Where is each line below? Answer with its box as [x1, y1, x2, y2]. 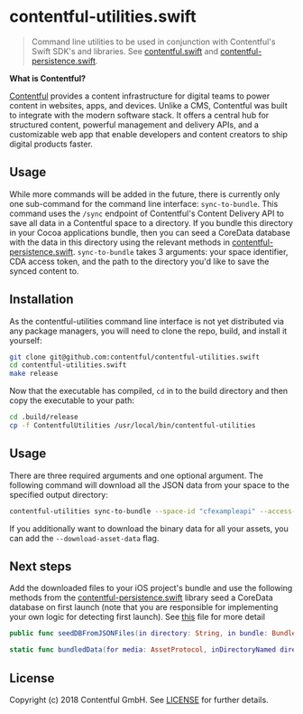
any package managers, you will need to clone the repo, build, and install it [9, 325, 288, 336]
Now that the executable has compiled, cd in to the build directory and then [9, 386, 289, 397]
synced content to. [9, 265, 79, 277]
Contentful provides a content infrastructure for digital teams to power [9, 90, 271, 101]
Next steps [9, 559, 72, 575]
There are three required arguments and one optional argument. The [9, 470, 263, 481]
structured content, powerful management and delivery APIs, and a [9, 119, 260, 130]
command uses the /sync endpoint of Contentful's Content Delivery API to [9, 208, 284, 219]
